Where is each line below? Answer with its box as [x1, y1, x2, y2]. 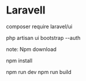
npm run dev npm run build [6, 68, 72, 75]
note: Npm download [6, 45, 57, 53]
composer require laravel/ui [6, 23, 73, 30]
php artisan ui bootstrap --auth [6, 34, 81, 41]
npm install [6, 57, 33, 64]
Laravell [6, 4, 46, 17]
